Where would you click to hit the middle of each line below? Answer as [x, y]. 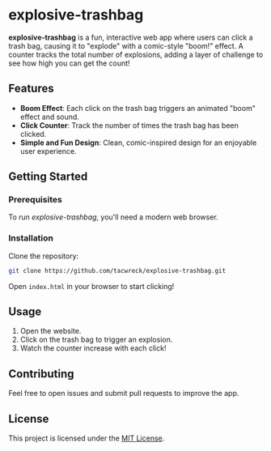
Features [31, 89]
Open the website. [51, 331]
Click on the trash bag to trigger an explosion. [96, 340]
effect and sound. [49, 117]
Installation [31, 238]
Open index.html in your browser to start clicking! [91, 286]
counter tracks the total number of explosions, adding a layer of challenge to [136, 54]
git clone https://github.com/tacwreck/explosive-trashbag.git [117, 270]
